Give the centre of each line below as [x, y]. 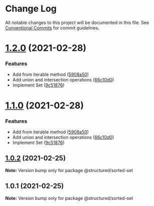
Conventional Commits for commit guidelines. [52, 27]
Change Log [31, 9]
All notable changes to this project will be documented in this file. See [77, 22]
